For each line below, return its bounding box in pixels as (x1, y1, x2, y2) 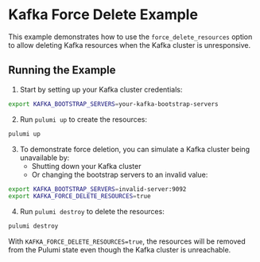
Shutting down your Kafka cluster (31, 161, 142, 170)
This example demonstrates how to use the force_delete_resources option (8, 32, 253, 41)
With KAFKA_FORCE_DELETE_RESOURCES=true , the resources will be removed (8, 237, 246, 246)
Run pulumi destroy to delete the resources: (19, 207, 165, 217)
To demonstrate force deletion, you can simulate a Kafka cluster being (19, 144, 250, 154)
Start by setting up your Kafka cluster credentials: (19, 84, 183, 94)
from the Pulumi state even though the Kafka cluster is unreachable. (8, 245, 231, 255)
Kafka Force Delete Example (8, 6, 199, 24)
